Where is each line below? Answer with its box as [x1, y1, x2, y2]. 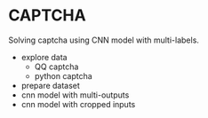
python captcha [34, 70, 92, 81]
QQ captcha [34, 61, 79, 72]
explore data [20, 51, 68, 62]
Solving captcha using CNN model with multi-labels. [8, 35, 199, 45]
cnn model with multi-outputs [20, 90, 130, 100]
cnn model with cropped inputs [20, 98, 136, 109]
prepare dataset [20, 80, 81, 90]
